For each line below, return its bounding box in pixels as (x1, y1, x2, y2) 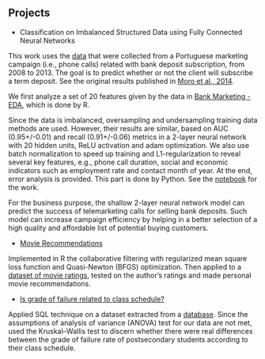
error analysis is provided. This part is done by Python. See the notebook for (8, 174, 257, 183)
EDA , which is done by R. (8, 100, 90, 109)
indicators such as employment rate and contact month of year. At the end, (8, 165, 252, 175)
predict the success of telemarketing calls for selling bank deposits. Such (8, 206, 248, 216)
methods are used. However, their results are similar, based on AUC (8, 123, 229, 133)
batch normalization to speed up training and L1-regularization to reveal (8, 149, 241, 158)
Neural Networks (19, 36, 75, 45)
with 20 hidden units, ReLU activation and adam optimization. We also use (8, 140, 250, 149)
